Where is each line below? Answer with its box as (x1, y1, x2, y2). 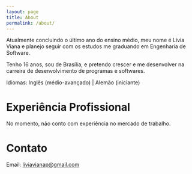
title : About (6, 14, 39, 20)
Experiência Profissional (6, 100, 131, 114)
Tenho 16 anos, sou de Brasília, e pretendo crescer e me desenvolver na (6, 61, 185, 68)
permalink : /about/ (6, 20, 55, 26)
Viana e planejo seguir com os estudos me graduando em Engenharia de (6, 43, 186, 50)
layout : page (6, 8, 39, 15)
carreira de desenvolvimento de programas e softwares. (6, 67, 145, 75)
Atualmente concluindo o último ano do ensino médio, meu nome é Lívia (6, 37, 185, 44)
